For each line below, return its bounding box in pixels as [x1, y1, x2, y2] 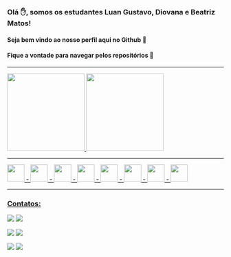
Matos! [7, 18, 32, 27]
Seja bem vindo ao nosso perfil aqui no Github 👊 [7, 35, 146, 44]
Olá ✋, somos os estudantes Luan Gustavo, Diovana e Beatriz [7, 7, 215, 16]
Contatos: [7, 199, 41, 208]
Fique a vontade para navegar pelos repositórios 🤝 [7, 52, 154, 60]
